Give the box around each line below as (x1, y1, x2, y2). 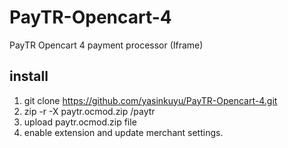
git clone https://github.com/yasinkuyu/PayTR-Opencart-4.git (23, 94, 278, 106)
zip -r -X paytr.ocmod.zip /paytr (23, 105, 156, 117)
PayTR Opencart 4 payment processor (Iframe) (9, 39, 204, 51)
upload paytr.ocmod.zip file (23, 116, 137, 128)
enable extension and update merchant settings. (23, 126, 224, 138)
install (9, 68, 49, 85)
